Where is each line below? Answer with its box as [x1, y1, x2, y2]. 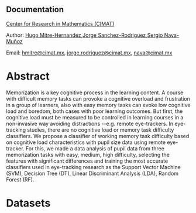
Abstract [6, 70, 50, 83]
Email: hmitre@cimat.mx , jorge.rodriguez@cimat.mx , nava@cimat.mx [6, 49, 173, 56]
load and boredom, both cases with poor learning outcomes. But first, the [6, 108, 183, 115]
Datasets [6, 196, 51, 209]
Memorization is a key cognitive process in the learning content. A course [6, 89, 184, 96]
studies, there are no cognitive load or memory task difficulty [27, 126, 174, 133]
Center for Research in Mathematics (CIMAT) [6, 20, 115, 27]
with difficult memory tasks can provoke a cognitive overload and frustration [6, 95, 190, 102]
